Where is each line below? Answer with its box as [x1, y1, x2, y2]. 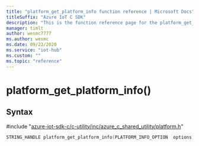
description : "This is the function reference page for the [6, 20, 158, 25]
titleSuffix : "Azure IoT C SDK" [6, 14, 86, 20]
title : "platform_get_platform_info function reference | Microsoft [6, 8, 179, 15]
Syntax [6, 107, 33, 117]
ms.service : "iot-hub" [6, 47, 62, 53]
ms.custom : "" [6, 53, 41, 59]
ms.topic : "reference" [6, 58, 62, 64]
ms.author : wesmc [6, 36, 49, 42]
